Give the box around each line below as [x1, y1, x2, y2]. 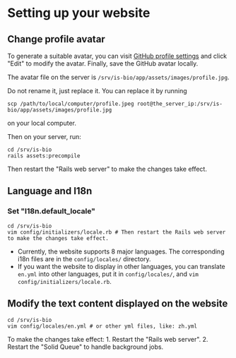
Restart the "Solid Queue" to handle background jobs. [7, 342, 164, 351]
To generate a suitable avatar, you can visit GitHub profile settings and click [7, 52, 228, 60]
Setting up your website [7, 5, 151, 21]
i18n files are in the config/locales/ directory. [17, 254, 151, 263]
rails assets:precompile [7, 153, 81, 160]
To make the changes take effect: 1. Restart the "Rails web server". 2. [7, 335, 208, 343]
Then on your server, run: [7, 133, 81, 141]
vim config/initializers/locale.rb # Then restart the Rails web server [7, 228, 226, 236]
